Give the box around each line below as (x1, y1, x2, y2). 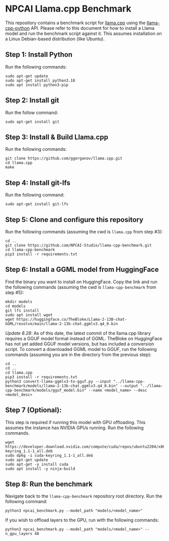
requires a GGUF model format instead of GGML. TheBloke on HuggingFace (5, 335, 162, 341)
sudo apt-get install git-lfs (5, 202, 69, 207)
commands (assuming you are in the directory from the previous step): (5, 351, 152, 357)
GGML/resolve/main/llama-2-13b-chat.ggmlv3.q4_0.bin (5, 321, 118, 326)
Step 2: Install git (5, 96, 59, 105)
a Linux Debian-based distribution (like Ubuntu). (5, 36, 105, 42)
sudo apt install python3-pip (5, 82, 69, 87)
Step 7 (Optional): (5, 406, 62, 414)
